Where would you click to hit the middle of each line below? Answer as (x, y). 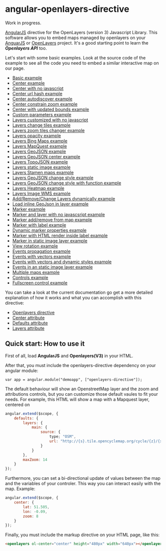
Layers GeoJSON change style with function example (67, 183)
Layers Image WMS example (41, 193)
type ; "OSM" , (63, 437)
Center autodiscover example (42, 99)
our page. (15, 68)
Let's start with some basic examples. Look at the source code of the (75, 57)
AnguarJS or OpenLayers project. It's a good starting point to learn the (77, 43)
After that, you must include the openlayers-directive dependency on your (81, 365)
